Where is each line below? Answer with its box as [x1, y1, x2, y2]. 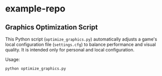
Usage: [5, 56, 20, 62]
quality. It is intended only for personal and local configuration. [5, 47, 134, 52]
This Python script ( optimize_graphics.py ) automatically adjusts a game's [5, 36, 157, 42]
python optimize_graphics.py [5, 66, 66, 71]
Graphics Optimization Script [5, 23, 98, 31]
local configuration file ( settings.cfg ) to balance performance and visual [5, 41, 156, 47]
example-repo [5, 3, 66, 14]
